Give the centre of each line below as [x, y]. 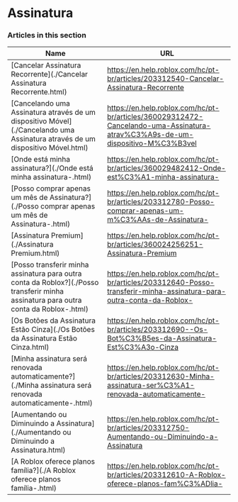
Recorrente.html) [39, 92]
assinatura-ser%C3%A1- [151, 386]
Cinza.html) [30, 347]
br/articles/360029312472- [155, 117]
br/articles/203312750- [148, 428]
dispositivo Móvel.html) [50, 148]
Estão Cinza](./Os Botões [53, 330]
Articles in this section [47, 35]
